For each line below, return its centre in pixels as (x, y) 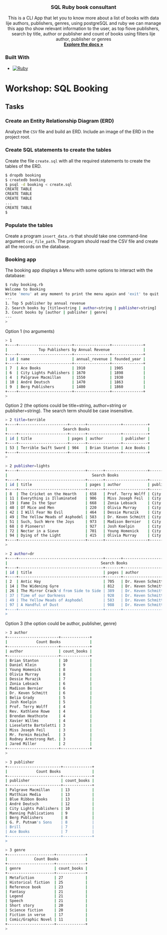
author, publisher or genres (83, 39)
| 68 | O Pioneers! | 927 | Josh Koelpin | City (83, 526)
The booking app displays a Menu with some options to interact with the (79, 270)
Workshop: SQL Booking (57, 88)
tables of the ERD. (24, 166)
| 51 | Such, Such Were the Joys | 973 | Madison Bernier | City (83, 522)
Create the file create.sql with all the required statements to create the (78, 160)
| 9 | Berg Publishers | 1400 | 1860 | (75, 387)
